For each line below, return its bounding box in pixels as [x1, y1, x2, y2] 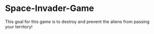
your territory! [5, 23, 33, 29]
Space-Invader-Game [5, 3, 94, 14]
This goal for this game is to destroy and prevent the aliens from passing [5, 19, 150, 24]
